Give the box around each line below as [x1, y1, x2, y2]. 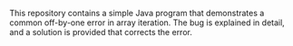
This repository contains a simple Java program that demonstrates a [9, 8, 265, 18]
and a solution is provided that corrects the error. [9, 27, 192, 37]
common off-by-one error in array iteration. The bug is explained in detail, [9, 17, 286, 28]
